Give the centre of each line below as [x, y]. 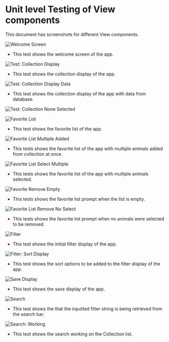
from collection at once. [37, 154]
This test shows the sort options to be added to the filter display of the [86, 263]
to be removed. [29, 224]
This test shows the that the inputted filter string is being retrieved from [88, 309]
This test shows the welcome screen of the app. [63, 54]
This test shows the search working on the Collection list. [73, 334]
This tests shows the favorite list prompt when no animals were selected [88, 218]
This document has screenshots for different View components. [72, 34]
